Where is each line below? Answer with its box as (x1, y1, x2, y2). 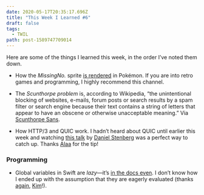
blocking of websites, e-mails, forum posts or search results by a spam (15, 96, 193, 104)
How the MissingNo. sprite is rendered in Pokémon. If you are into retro (15, 72, 193, 79)
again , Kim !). (15, 182, 47, 190)
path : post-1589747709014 (6, 37, 72, 43)
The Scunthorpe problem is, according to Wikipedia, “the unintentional (15, 90, 191, 97)
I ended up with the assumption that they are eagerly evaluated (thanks (15, 176, 194, 183)
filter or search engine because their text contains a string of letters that (15, 103, 195, 110)
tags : (6, 25, 20, 32)
